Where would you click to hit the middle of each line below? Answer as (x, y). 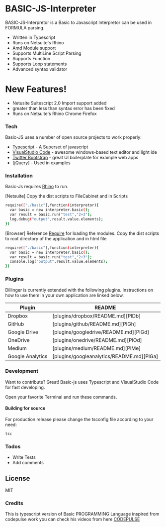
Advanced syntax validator (40, 69)
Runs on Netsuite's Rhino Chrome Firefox (54, 113)
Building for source (25, 408)
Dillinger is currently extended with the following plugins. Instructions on (79, 290)
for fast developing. (25, 387)
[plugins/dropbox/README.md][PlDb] (96, 316)
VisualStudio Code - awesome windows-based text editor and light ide (85, 152)
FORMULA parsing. (25, 27)
